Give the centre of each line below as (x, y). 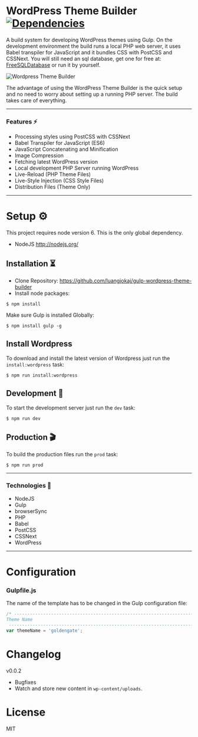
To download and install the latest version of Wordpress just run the (88, 358)
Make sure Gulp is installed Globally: (50, 315)
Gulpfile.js (21, 590)
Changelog (34, 654)
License (26, 712)
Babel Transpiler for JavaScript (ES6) (60, 143)
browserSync (31, 511)
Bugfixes (25, 682)
